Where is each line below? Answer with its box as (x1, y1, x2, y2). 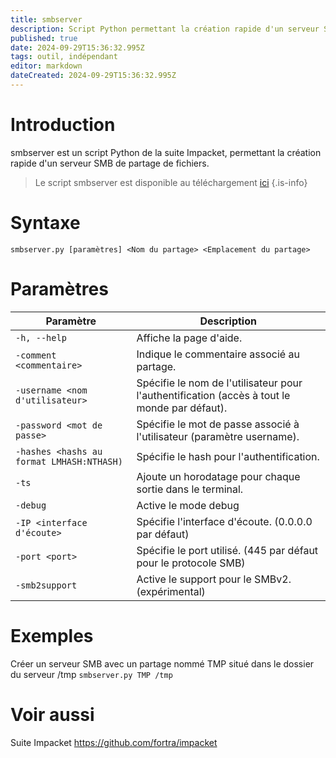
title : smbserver (10, 14, 83, 25)
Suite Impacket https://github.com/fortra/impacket (10, 736, 218, 748)
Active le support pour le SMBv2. (136, 572, 292, 586)
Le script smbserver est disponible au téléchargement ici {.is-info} (34, 176, 308, 188)
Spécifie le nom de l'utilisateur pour (136, 376, 303, 390)
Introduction (10, 114, 116, 136)
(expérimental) (136, 584, 206, 598)
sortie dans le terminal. (136, 482, 244, 496)
